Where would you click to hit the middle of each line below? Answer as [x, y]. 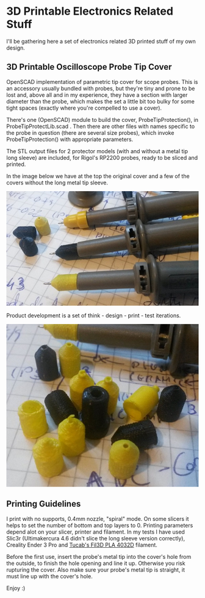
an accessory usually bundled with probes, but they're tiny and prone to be [101, 88]
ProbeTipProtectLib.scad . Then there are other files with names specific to [101, 126]
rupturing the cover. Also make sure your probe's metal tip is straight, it [95, 570]
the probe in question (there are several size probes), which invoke [90, 132]
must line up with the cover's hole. [49, 576]
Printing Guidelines [44, 504]
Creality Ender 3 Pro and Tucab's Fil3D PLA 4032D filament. [82, 545]
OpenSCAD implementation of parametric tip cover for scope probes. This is [102, 81]
